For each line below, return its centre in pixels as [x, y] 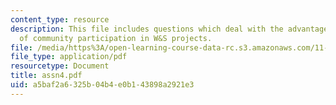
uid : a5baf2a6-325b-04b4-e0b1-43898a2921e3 [102, 85]
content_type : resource [60, 19]
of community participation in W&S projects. [116, 38]
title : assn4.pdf [46, 76]
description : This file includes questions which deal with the [147, 29]
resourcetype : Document [60, 66]
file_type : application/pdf [69, 57]
